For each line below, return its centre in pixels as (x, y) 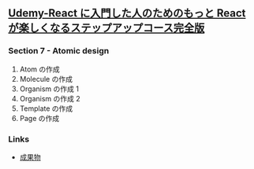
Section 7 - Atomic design (59, 51)
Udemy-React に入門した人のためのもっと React (127, 13)
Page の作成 (39, 118)
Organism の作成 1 (49, 89)
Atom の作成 (40, 69)
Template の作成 (46, 108)
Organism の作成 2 (50, 98)
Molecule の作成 (46, 79)
